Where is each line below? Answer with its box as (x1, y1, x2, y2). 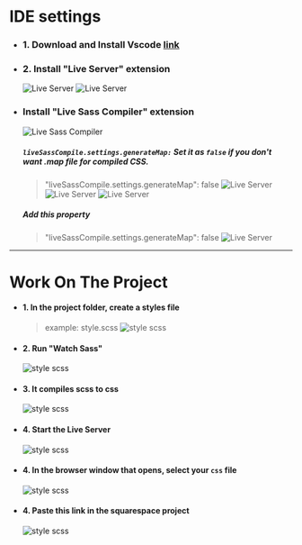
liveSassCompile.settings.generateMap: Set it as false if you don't (22, 147, 272, 158)
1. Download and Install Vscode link (22, 39, 180, 51)
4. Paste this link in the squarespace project (22, 505, 191, 516)
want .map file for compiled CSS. (22, 156, 149, 168)
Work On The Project (9, 272, 168, 292)
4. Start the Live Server (22, 424, 111, 435)
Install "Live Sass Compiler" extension (22, 105, 195, 118)
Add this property (22, 209, 91, 220)
